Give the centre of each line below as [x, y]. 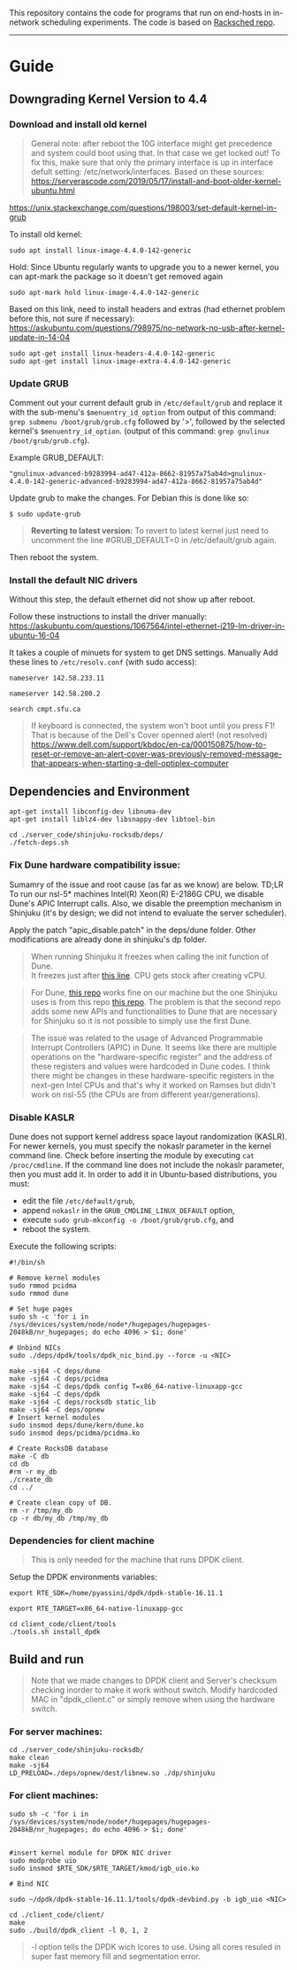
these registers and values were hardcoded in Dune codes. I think [151, 1066]
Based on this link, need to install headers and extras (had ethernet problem [147, 308]
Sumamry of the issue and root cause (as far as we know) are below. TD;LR [147, 884]
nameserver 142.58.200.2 [55, 694]
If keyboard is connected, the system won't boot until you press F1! [153, 726]
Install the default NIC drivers [74, 580]
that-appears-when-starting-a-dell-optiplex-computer [129, 763]
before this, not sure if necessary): [72, 318]
